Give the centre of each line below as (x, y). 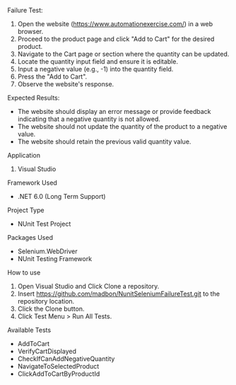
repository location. (46, 301)
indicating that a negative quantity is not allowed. (89, 119)
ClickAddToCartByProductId (59, 374)
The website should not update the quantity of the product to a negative (122, 126)
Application (24, 155)
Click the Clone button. (51, 309)
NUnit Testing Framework (55, 259)
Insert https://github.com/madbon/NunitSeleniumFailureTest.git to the (119, 294)
